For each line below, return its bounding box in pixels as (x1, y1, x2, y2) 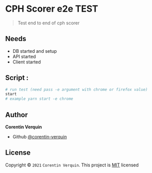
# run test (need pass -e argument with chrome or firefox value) (5, 87, 148, 92)
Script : (5, 74, 29, 82)
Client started (12, 59, 41, 65)
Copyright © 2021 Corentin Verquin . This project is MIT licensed (5, 162, 139, 168)
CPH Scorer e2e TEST (5, 3, 98, 15)
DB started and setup (12, 48, 57, 54)
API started (12, 53, 36, 59)
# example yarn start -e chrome (5, 96, 73, 101)
